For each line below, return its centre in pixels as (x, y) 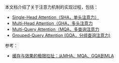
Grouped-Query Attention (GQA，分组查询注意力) (61, 35)
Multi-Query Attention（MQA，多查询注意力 (56, 29)
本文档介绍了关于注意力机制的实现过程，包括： (52, 7)
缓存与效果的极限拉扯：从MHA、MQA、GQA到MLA (63, 56)
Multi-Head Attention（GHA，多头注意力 (52, 23)
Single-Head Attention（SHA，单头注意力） (55, 17)
